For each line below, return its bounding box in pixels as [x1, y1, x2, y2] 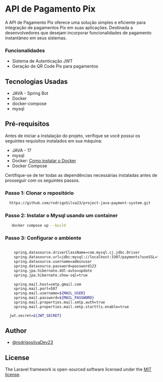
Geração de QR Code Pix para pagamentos [12, 63, 98, 69]
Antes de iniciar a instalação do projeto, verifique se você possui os [5, 133, 141, 139]
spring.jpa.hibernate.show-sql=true [14, 273, 88, 278]
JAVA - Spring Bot [12, 90, 49, 96]
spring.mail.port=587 [14, 286, 57, 291]
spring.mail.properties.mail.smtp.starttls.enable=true [14, 304, 130, 309]
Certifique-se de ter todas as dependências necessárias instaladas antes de [5, 172, 158, 178]
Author [5, 327, 27, 335]
